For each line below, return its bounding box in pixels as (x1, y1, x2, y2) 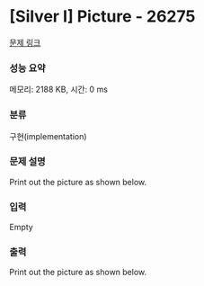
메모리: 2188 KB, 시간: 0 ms (9, 84, 108, 95)
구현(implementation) (9, 130, 87, 141)
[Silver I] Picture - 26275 (9, 6, 196, 27)
